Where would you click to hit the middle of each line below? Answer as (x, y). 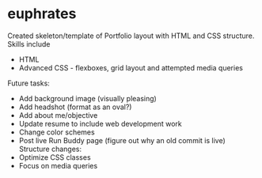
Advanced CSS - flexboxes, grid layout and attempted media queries (131, 67)
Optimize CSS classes (55, 157)
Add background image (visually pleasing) (88, 98)
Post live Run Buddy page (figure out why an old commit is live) (122, 140)
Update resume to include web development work (101, 123)
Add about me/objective (58, 115)
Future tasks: (29, 83)
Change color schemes (57, 132)
